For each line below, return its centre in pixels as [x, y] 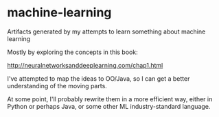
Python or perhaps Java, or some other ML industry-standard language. [109, 106]
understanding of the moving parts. [57, 86]
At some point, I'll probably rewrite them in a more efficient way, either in [110, 99]
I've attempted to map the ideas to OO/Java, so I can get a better [99, 78]
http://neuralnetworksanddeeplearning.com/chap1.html [85, 65]
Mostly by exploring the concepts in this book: [73, 52]
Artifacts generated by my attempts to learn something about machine [106, 31]
